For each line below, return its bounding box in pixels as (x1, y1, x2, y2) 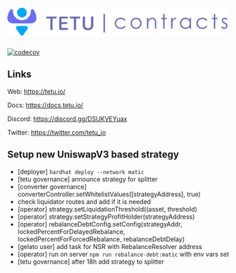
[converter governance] (17, 182, 87, 190)
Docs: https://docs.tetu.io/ (7, 101, 84, 109)
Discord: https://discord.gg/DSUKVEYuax (7, 114, 128, 123)
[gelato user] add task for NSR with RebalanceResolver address (17, 242, 203, 250)
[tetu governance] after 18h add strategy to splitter (17, 257, 164, 266)
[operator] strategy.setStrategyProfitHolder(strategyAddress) (17, 212, 195, 221)
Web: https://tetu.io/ (7, 87, 66, 95)
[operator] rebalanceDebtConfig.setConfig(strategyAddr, (17, 219, 182, 228)
